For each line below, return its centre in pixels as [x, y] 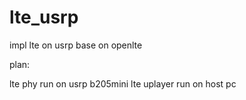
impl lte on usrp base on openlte [76, 45]
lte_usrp [44, 17]
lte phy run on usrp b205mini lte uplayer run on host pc [123, 83]
